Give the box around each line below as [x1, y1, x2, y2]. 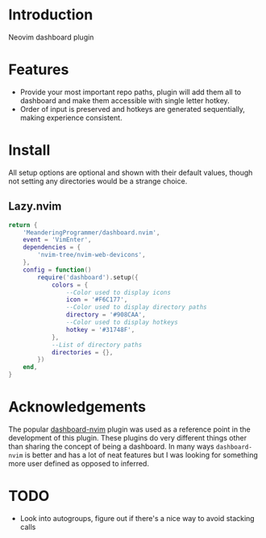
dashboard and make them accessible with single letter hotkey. [19, 95, 230, 106]
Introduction [8, 6, 94, 24]
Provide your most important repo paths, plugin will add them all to [19, 87, 242, 97]
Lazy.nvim [8, 200, 62, 213]
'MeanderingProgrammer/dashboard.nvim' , [23, 228, 160, 237]
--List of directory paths [51, 341, 143, 349]
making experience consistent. [19, 113, 123, 122]
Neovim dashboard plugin [8, 32, 94, 42]
